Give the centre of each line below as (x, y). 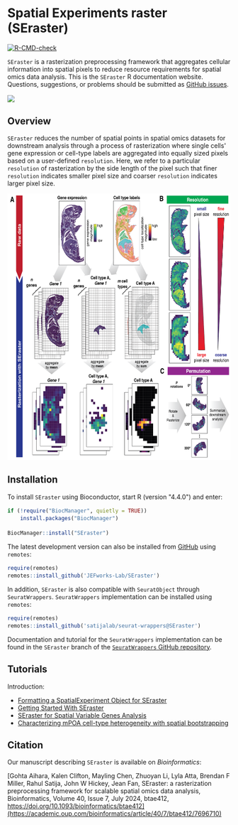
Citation (25, 745)
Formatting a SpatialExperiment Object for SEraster (92, 700)
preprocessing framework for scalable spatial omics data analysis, (104, 791)
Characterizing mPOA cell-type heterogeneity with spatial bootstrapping (123, 723)
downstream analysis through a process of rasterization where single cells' (117, 145)
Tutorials (27, 669)
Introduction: (26, 686)
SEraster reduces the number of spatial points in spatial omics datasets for (117, 138)
